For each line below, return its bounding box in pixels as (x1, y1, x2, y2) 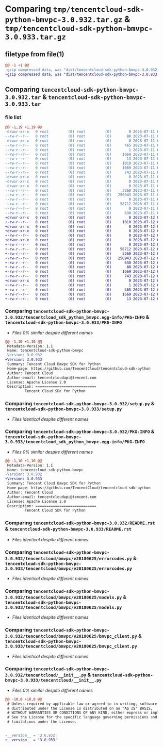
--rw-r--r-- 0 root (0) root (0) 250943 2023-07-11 (5, 193, 155, 198)
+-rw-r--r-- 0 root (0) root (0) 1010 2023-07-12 (5, 219, 155, 224)
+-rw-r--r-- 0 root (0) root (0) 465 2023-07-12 (5, 287, 155, 292)
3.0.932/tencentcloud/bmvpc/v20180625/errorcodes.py (5, 556, 132, 561)
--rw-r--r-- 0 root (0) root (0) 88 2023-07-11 (5, 134, 155, 139)
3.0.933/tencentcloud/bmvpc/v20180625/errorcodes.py (5, 565, 132, 571)
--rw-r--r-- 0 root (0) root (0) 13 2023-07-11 (5, 156, 155, 161)
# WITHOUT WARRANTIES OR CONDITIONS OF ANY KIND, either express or (7, 710, 149, 715)
